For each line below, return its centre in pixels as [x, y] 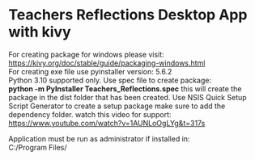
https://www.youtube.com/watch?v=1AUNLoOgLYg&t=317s [107, 123]
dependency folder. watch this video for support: [90, 114]
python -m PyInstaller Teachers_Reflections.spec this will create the [125, 88]
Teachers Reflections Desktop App [128, 15]
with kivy [40, 32]
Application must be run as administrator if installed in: [99, 138]
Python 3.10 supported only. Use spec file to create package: [110, 80]
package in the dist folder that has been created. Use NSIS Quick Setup [127, 97]
